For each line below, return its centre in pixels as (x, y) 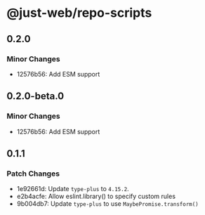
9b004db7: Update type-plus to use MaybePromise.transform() (108, 204)
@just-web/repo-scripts (79, 13)
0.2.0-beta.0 (35, 96)
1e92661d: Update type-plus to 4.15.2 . (73, 189)
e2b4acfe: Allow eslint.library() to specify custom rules (96, 196)
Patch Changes (33, 174)
